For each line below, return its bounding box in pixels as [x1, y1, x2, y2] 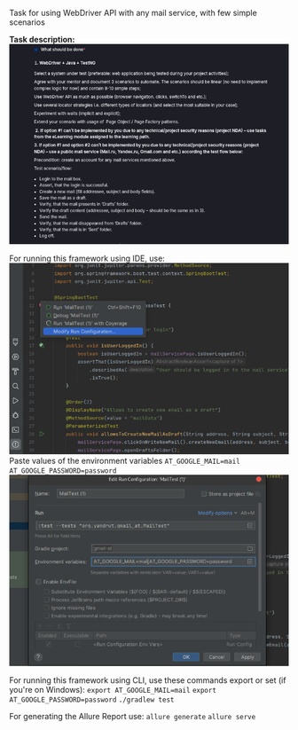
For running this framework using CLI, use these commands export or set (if [9, 675, 286, 686]
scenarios [9, 17, 46, 27]
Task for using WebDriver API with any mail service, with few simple [9, 8, 257, 18]
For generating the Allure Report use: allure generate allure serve [9, 711, 256, 722]
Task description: [9, 35, 75, 44]
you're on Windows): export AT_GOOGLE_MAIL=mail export [9, 685, 217, 695]
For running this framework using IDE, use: [9, 253, 166, 263]
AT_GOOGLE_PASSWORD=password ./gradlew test [9, 695, 175, 704]
